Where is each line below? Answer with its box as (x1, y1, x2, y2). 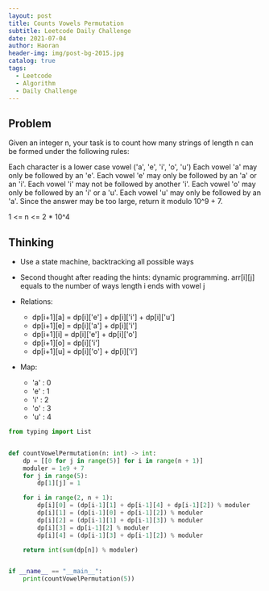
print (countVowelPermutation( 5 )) (23, 575, 135, 583)
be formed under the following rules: (8, 147, 130, 156)
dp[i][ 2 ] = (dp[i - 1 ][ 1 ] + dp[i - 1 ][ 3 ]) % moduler (37, 516, 204, 524)
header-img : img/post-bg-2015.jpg (8, 49, 125, 57)
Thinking (8, 235, 55, 249)
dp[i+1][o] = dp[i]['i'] (31, 338, 101, 348)
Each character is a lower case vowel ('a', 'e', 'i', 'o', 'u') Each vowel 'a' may (8, 162, 258, 172)
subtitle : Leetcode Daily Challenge (8, 27, 131, 35)
